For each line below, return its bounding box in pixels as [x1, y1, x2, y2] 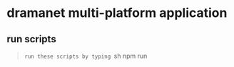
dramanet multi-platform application [6, 5, 228, 21]
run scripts [6, 33, 56, 45]
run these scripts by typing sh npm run [24, 51, 148, 60]
